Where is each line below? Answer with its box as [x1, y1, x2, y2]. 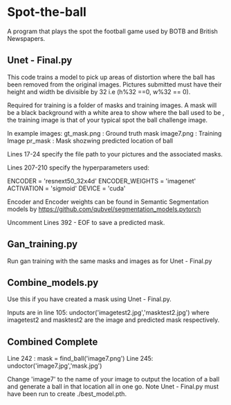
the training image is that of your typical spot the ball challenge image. [7, 116, 208, 124]
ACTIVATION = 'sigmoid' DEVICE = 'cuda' [7, 184, 126, 192]
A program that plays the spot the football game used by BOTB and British [7, 27, 218, 35]
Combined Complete [7, 336, 98, 348]
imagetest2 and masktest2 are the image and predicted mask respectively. [7, 316, 220, 324]
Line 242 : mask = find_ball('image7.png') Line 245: [7, 354, 154, 363]
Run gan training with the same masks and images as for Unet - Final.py [7, 257, 212, 265]
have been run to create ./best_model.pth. [7, 390, 127, 398]
